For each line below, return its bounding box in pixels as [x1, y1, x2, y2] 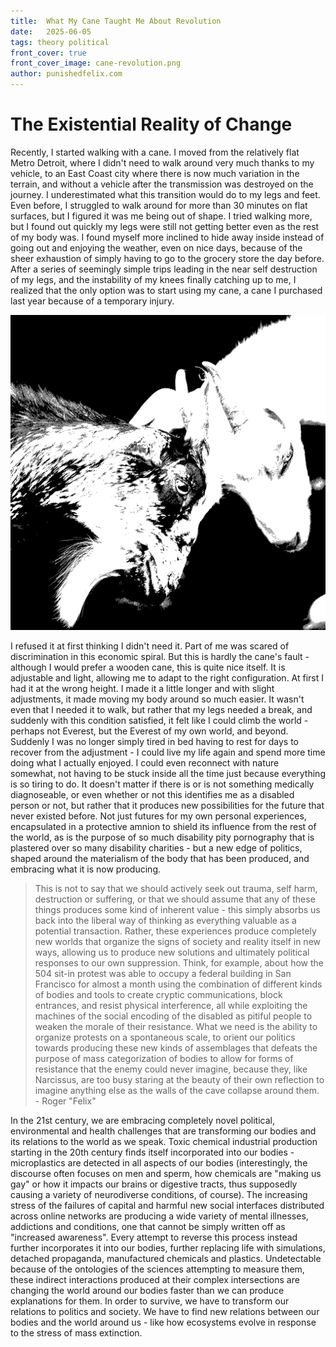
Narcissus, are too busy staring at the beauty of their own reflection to [34, 1073, 325, 1085]
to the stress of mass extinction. [10, 1326, 143, 1339]
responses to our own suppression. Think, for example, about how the [34, 956, 324, 969]
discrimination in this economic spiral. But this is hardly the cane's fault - [10, 650, 310, 662]
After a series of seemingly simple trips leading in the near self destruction [10, 263, 318, 275]
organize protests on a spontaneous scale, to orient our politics [34, 1031, 296, 1043]
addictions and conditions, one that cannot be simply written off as [10, 1220, 286, 1232]
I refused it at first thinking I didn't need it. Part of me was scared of [10, 640, 290, 652]
